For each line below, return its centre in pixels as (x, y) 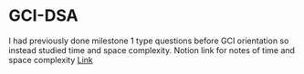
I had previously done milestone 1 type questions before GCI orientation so (149, 41)
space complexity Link (51, 60)
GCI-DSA (43, 16)
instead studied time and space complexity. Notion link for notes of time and (152, 50)
